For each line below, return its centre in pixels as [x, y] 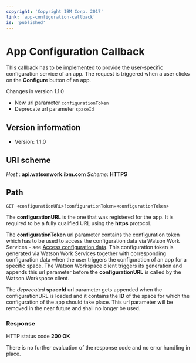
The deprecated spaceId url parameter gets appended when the [84, 289]
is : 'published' [26, 22]
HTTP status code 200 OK [38, 336]
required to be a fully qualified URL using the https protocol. [79, 223]
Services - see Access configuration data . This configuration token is [90, 247]
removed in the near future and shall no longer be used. [73, 308]
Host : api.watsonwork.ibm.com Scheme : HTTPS [67, 174]
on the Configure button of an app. [49, 80]
